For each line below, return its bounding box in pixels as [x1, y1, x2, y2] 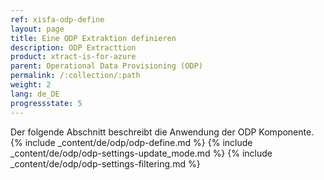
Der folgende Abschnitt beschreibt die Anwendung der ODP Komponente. [10, 126, 315, 138]
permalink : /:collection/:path [10, 71, 141, 81]
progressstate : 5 [10, 98, 83, 108]
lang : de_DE [10, 89, 60, 99]
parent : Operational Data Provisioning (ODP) [10, 61, 203, 71]
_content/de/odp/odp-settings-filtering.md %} [10, 157, 201, 170]
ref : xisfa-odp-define [10, 14, 105, 25]
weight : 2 [10, 80, 52, 90]
